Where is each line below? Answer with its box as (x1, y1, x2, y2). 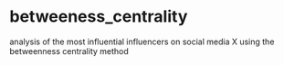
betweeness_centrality (9, 6, 188, 27)
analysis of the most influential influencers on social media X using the (9, 36, 275, 47)
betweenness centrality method (9, 45, 130, 56)
